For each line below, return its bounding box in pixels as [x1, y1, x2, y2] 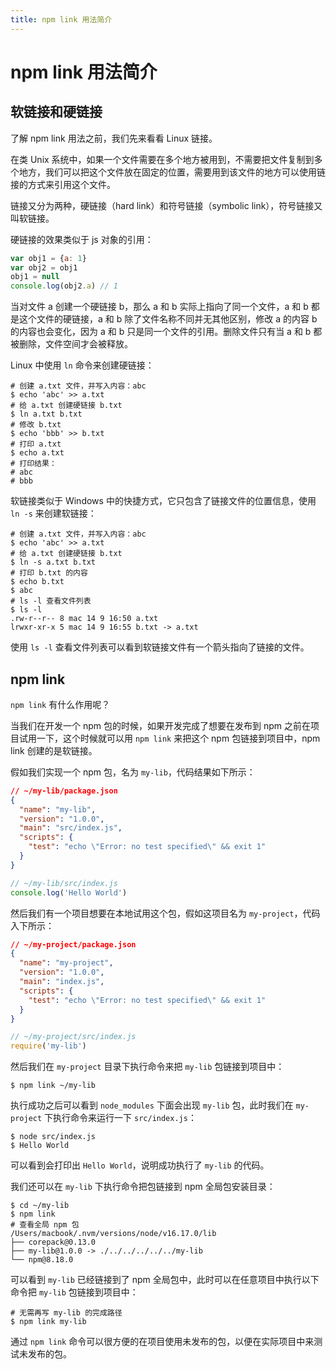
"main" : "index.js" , [19, 977, 105, 987]
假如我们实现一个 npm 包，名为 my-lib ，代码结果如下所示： [10, 766, 256, 778]
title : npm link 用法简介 [10, 14, 113, 25]
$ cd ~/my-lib [10, 1201, 70, 1211]
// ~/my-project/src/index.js [10, 1032, 137, 1042]
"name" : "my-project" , [19, 958, 114, 968]
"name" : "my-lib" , [19, 804, 97, 815]
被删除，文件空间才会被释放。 [10, 338, 133, 350]
